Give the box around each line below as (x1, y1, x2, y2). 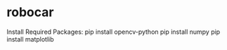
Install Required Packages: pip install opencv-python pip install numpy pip (6, 27, 221, 36)
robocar (6, 4, 54, 20)
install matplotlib (6, 35, 54, 43)
